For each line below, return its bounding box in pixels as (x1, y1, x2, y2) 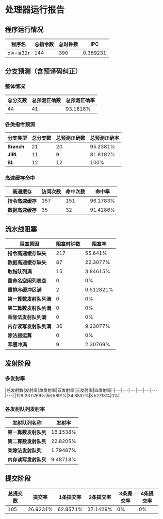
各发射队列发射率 (5, 406, 45, 412)
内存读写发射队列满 (7, 323, 52, 330)
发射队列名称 (12, 420, 42, 426)
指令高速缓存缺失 (7, 250, 47, 257)
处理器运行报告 (5, 4, 65, 16)
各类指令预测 (5, 121, 35, 128)
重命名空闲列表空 (7, 278, 47, 284)
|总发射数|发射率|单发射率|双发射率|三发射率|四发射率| (5, 387, 113, 393)
